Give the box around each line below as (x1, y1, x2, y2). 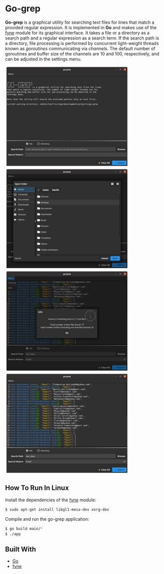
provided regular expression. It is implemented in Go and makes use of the (5, 24, 157, 30)
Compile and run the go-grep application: (5, 516, 89, 522)
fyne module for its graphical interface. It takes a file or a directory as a (5, 30, 150, 36)
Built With (5, 545, 36, 553)
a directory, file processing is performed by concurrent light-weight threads (5, 40, 159, 46)
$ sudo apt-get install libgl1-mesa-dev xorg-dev (5, 507, 110, 512)
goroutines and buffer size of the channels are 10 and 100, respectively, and (5, 50, 160, 57)
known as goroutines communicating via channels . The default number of (5, 45, 156, 51)
